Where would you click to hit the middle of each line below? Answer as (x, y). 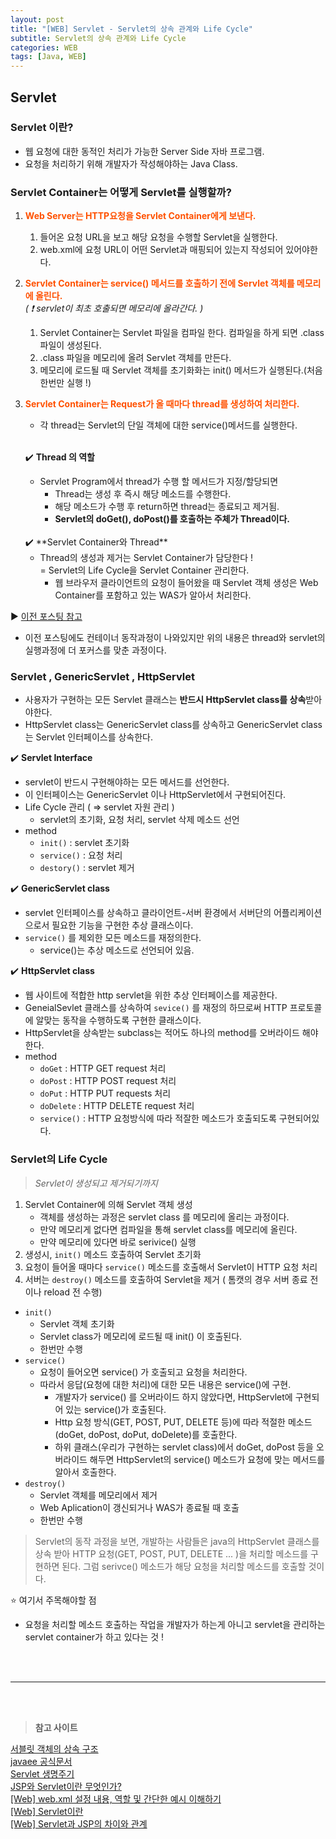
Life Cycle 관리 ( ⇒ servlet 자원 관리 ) (99, 807)
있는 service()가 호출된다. (116, 1409)
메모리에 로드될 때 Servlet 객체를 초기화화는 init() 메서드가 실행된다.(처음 (181, 370)
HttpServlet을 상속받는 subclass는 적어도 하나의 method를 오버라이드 (162, 1033)
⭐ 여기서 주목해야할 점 (53, 1600)
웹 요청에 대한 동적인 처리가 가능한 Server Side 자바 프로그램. (144, 151)
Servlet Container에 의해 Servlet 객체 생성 (108, 1204)
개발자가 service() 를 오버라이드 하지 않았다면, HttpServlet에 (173, 1397)
